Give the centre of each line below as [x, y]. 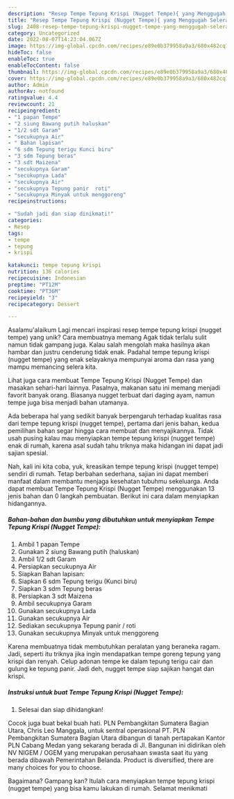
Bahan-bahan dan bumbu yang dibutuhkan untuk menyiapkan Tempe [111, 519]
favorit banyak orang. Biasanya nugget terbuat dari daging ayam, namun [111, 395]
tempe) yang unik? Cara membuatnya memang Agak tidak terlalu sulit [107, 338]
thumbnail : [24, 72]
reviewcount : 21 [31, 104]
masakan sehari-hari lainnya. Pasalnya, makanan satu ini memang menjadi [114, 388]
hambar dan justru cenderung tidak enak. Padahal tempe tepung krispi [109, 352]
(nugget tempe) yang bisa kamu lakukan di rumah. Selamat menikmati [108, 789]
